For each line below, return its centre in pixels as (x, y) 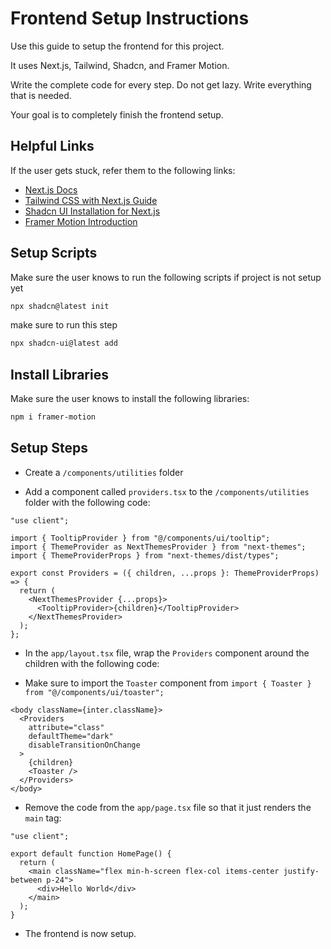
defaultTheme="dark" (71, 736)
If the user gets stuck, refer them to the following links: (123, 170)
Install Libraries (59, 374)
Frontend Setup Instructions (130, 18)
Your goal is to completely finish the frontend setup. (117, 114)
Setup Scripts (54, 253)
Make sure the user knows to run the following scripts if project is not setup (166, 277)
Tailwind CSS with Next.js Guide (91, 200)
